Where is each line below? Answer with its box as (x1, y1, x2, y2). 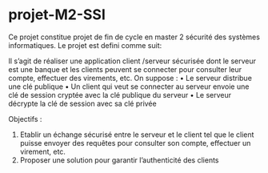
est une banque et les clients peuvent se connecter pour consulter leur (8, 64, 242, 74)
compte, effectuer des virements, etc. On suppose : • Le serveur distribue (8, 73, 252, 82)
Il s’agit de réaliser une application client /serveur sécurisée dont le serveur (8, 56, 257, 66)
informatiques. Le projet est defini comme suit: (8, 40, 162, 50)
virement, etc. (19, 147, 66, 156)
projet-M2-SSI (8, 6, 106, 24)
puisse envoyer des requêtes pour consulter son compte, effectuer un (19, 138, 251, 147)
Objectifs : (8, 114, 42, 123)
